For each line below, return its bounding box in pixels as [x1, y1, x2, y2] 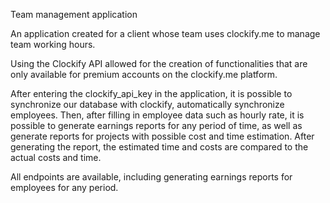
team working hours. [10, 39, 96, 50]
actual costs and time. [10, 152, 102, 163]
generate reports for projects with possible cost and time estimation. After [10, 130, 315, 142]
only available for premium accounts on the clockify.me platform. [10, 69, 278, 80]
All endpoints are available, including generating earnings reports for [10, 171, 293, 183]
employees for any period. [10, 182, 119, 193]
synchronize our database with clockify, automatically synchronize [10, 99, 285, 110]
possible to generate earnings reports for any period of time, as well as [10, 120, 303, 131]
